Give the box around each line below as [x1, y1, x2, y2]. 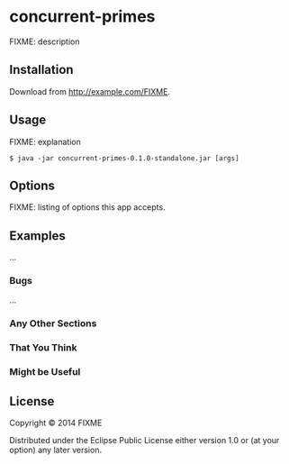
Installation [9, 62, 74, 77]
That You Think [9, 341, 77, 354]
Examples [9, 228, 66, 243]
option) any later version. [9, 444, 102, 456]
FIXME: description [9, 36, 80, 47]
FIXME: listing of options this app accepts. [9, 202, 166, 213]
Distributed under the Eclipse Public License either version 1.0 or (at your [9, 435, 280, 446]
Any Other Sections [9, 317, 97, 330]
